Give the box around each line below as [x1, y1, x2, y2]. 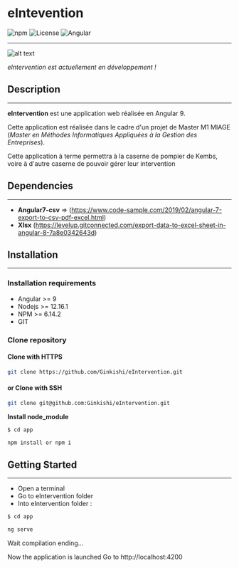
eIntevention [7, 5, 84, 21]
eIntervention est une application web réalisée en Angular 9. [7, 109, 186, 117]
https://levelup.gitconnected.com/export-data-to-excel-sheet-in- [35, 221, 226, 229]
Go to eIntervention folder [17, 492, 94, 500]
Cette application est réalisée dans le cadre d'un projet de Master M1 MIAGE [7, 122, 231, 131]
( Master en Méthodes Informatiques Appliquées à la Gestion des [7, 130, 198, 139]
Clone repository [7, 335, 67, 345]
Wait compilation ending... [7, 539, 84, 547]
